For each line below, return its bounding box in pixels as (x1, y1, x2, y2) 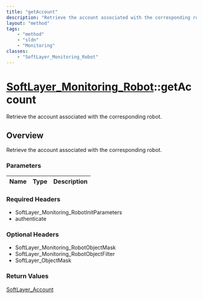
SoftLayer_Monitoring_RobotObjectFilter (14, 251, 115, 258)
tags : (6, 25, 20, 32)
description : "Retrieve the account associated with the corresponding (6, 15, 190, 21)
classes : (6, 48, 28, 54)
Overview (6, 130, 44, 140)
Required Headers (6, 195, 60, 203)
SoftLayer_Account (6, 286, 54, 293)
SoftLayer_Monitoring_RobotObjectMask (14, 244, 116, 251)
